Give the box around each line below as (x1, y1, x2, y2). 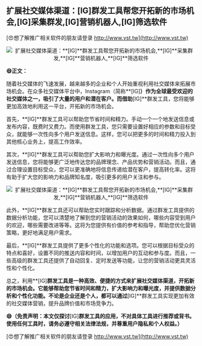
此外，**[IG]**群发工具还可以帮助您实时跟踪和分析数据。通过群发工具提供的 (6, 206, 195, 214)
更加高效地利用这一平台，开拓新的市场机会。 (6, 102, 117, 110)
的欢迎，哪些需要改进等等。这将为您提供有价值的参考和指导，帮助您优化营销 (6, 221, 196, 229)
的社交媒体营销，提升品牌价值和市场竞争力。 (6, 300, 117, 307)
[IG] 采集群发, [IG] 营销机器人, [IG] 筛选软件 (17, 17, 167, 27)
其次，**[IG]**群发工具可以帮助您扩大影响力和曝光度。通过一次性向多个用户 (6, 150, 195, 158)
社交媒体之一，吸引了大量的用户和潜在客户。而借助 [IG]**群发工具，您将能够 (6, 95, 195, 102)
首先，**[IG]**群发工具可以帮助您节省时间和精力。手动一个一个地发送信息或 (6, 115, 195, 122)
